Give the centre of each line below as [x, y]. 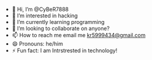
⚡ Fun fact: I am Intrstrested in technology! [65, 50]
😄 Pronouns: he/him [37, 44]
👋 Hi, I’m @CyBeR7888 [40, 9]
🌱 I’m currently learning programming [58, 22]
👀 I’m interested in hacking [45, 16]
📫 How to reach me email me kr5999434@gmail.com [79, 35]
